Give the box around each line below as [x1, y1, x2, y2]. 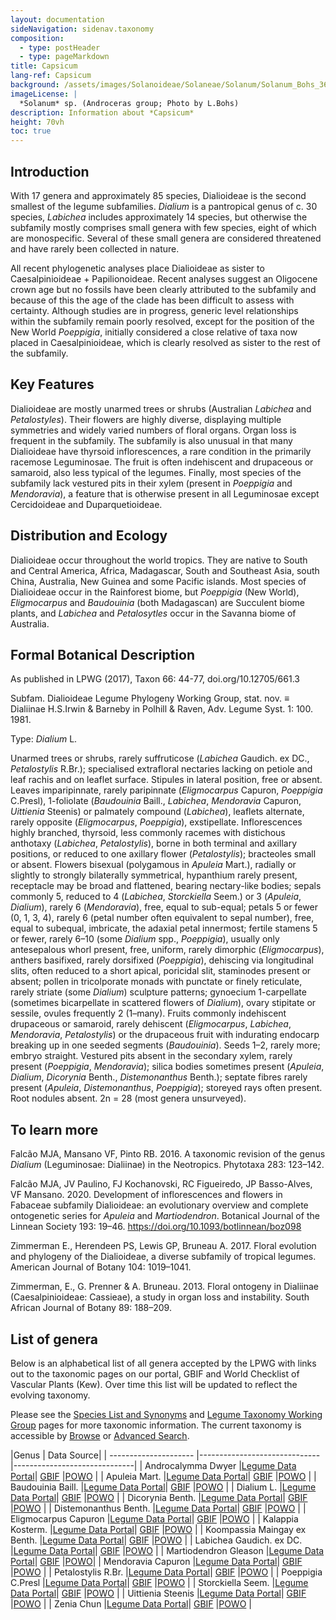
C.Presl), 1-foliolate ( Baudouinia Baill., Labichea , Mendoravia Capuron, [10, 795, 302, 807]
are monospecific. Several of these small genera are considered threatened [10, 232, 322, 244]
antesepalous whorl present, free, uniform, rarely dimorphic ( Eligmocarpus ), [10, 944, 325, 956]
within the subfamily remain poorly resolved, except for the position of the [10, 315, 315, 327]
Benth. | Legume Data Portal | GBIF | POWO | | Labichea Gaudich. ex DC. [10, 1534, 303, 1546]
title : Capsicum [10, 61, 78, 71]
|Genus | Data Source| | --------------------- [10, 1449, 195, 1461]
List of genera [10, 1331, 99, 1348]
